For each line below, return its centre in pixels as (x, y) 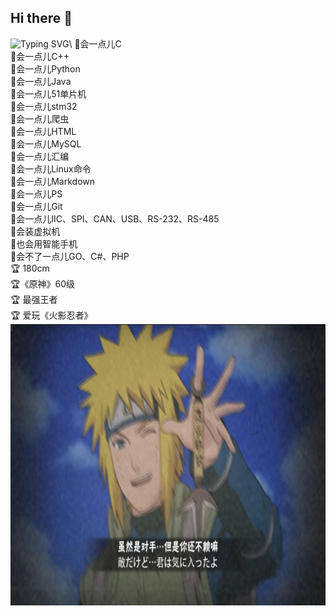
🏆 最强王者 (34, 299)
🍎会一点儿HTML (43, 131)
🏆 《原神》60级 (42, 283)
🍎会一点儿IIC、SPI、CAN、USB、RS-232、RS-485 (115, 218)
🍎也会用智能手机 (44, 243)
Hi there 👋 (41, 18)
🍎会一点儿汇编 (40, 156)
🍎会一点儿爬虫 (40, 118)
